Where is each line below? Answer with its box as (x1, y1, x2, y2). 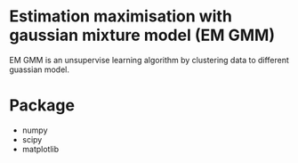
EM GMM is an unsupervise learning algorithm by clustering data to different (9, 54, 289, 65)
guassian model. (9, 64, 69, 75)
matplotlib (21, 143, 60, 154)
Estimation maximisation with (9, 6, 233, 27)
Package (9, 95, 76, 116)
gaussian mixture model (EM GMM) (9, 25, 276, 45)
